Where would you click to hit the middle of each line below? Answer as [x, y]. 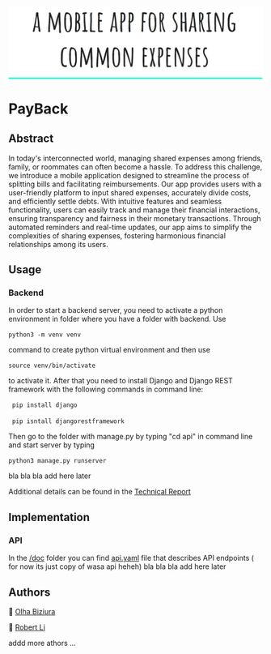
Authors [30, 592]
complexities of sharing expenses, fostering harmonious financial [117, 235]
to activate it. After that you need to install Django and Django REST [121, 381]
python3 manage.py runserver [57, 461]
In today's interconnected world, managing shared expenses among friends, [135, 158]
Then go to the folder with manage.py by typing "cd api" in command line [131, 437]
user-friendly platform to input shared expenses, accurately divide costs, [130, 192]
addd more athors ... [42, 643]
